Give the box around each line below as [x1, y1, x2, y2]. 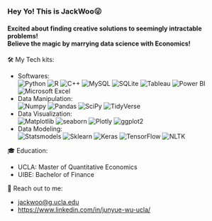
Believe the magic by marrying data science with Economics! [7, 39, 191, 48]
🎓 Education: [7, 146, 48, 155]
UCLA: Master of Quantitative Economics [17, 163, 138, 171]
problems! [7, 31, 39, 40]
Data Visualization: [17, 109, 72, 118]
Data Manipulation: [17, 95, 73, 103]
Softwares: [17, 72, 50, 80]
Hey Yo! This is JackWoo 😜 [7, 6, 102, 16]
